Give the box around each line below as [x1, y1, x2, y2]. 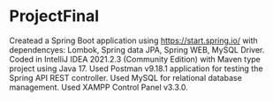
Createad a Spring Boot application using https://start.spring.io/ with [9, 35, 258, 46]
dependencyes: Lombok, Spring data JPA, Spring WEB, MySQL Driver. [9, 44, 265, 54]
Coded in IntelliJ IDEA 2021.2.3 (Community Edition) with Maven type [9, 54, 261, 64]
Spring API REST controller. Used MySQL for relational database [9, 72, 243, 83]
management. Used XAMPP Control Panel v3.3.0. [9, 82, 188, 92]
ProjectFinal [9, 6, 100, 26]
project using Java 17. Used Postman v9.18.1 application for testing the [9, 63, 263, 74]
